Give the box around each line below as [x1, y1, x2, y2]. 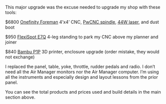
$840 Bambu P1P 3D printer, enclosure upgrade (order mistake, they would [5, 49, 160, 54]
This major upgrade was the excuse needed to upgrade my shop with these [5, 4, 161, 10]
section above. [5, 94, 36, 100]
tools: [5, 9, 17, 15]
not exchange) [5, 54, 35, 60]
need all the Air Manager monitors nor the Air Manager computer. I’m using [5, 69, 159, 75]
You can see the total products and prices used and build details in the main [5, 89, 161, 95]
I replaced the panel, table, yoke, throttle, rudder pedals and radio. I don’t [5, 64, 156, 69]
